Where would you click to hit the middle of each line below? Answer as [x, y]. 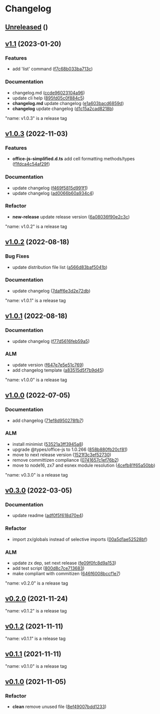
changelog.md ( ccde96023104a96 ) [49, 93]
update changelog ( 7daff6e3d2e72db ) [51, 291]
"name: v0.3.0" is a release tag [37, 475]
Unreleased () [27, 27]
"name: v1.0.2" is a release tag [36, 226]
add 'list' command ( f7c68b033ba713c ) [53, 69]
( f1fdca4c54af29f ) [31, 164]
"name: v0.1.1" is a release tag [35, 638]
